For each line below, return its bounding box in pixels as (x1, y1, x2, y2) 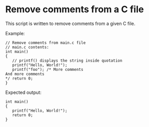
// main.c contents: (5, 44, 50, 49)
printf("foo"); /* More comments (12, 67, 83, 72)
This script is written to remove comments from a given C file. (5, 20, 136, 27)
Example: (5, 30, 25, 36)
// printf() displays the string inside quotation (12, 58, 123, 63)
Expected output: (5, 89, 42, 95)
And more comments (5, 71, 45, 77)
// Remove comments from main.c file (5, 40, 86, 45)
